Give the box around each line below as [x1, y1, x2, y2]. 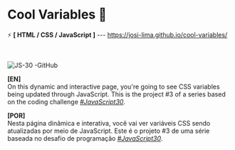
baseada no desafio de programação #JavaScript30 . [7, 134, 163, 142]
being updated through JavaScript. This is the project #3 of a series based [7, 89, 226, 99]
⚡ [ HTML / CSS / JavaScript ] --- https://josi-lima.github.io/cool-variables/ [7, 30, 228, 39]
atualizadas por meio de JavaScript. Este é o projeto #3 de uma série [7, 126, 210, 135]
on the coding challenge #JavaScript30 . [7, 97, 126, 106]
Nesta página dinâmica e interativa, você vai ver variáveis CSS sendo [7, 119, 211, 127]
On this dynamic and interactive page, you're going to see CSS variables [7, 82, 220, 91]
